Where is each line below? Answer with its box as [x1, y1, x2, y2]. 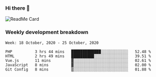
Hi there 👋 [5, 5, 30, 12]
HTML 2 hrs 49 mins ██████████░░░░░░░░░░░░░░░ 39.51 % [5, 53, 151, 59]
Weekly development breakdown [5, 29, 89, 36]
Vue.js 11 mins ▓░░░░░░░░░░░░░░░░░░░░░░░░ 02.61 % [5, 58, 151, 63]
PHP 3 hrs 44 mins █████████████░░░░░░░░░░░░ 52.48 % [5, 49, 151, 54]
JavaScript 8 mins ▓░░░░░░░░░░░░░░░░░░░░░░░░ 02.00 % [5, 62, 151, 67]
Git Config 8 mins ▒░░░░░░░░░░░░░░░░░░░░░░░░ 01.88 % [5, 67, 151, 72]
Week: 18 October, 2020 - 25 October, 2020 [5, 40, 99, 45]
